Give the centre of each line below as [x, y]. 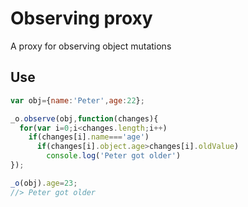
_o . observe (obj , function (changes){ [84, 118]
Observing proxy [81, 18]
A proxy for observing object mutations [91, 46]
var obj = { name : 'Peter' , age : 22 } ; [77, 100]
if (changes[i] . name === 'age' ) [89, 137]
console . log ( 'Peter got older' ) [114, 156]
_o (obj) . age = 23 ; [44, 183]
